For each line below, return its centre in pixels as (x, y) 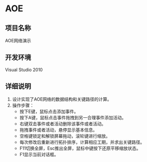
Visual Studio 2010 (24, 70)
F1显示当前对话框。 (39, 154)
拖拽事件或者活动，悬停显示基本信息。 (58, 130)
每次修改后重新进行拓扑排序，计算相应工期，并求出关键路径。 (82, 142)
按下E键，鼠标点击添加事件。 (49, 111)
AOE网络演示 (18, 40)
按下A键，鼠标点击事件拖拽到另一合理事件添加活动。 (73, 117)
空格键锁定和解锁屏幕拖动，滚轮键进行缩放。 (65, 136)
